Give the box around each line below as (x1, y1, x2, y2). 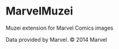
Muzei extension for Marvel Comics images (5, 24, 114, 31)
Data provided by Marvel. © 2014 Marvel (5, 36, 107, 43)
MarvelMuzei (5, 4, 73, 18)
